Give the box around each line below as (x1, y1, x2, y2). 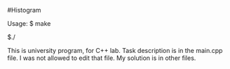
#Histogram (7, 6, 41, 14)
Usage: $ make (7, 20, 51, 27)
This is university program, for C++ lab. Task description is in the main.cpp (7, 47, 223, 54)
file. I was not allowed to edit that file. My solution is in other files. (7, 54, 196, 62)
